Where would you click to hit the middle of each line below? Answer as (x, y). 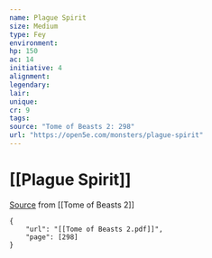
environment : (34, 43)
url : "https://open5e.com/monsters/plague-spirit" (106, 135)
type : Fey (28, 34)
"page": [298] (52, 237)
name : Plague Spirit (48, 18)
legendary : (30, 85)
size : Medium (34, 26)
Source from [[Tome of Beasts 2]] (72, 205)
